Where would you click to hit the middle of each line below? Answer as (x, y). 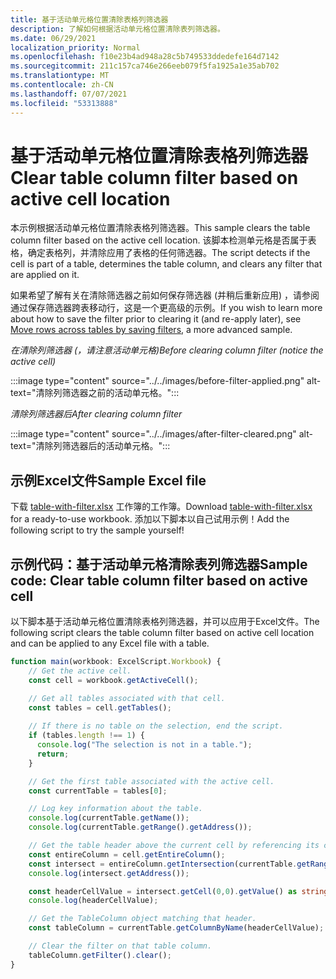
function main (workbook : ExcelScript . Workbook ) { (116, 662)
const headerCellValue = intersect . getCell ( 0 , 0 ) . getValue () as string (178, 891)
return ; (53, 754)
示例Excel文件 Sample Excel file (108, 480)
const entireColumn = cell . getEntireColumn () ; (127, 854)
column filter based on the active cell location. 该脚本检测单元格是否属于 (159, 240)
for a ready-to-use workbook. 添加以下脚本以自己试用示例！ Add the (150, 519)
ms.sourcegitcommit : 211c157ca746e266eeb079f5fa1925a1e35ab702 (145, 66)
